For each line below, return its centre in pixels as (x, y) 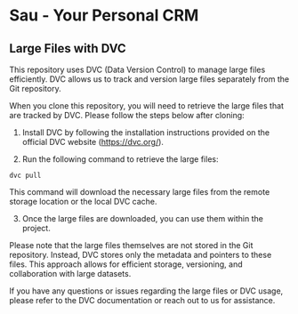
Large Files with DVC (68, 48)
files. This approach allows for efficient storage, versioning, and (126, 264)
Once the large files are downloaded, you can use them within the (143, 218)
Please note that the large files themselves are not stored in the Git (131, 245)
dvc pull (25, 175)
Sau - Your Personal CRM (104, 16)
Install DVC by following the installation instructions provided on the (146, 133)
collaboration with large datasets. (70, 274)
